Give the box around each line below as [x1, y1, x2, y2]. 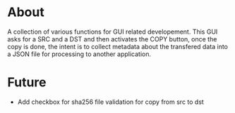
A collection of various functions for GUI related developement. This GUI [7, 27, 218, 36]
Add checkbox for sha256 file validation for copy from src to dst [17, 98, 205, 106]
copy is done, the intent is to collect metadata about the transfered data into [7, 42, 228, 51]
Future [7, 74, 47, 91]
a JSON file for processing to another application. [7, 50, 152, 58]
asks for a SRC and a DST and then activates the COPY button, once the [7, 34, 217, 43]
